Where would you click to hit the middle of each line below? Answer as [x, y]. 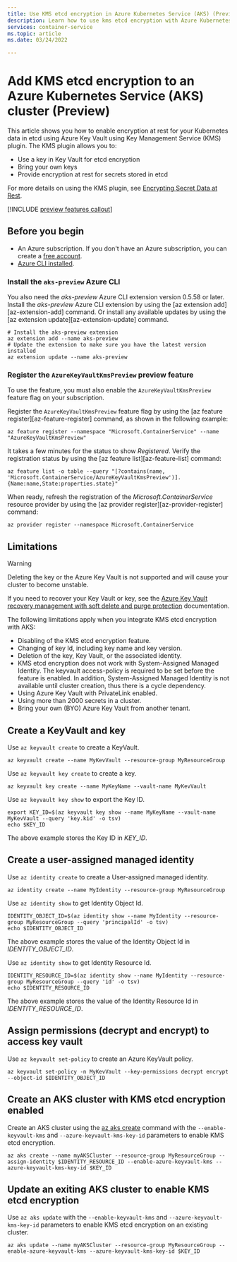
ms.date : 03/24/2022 [38, 40]
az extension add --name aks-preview [63, 339]
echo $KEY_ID [26, 825]
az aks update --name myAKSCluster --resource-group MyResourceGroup [112, 1245]
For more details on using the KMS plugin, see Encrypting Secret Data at [113, 188]
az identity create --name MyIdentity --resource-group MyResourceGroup [116, 890]
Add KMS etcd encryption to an [101, 81]
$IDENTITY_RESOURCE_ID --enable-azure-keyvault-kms [135, 1162]
